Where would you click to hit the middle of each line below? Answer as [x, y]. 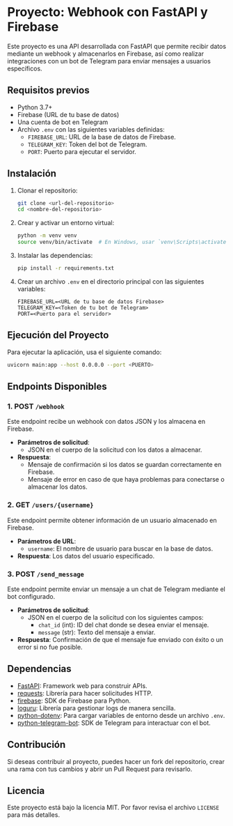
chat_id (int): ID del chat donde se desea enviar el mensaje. [123, 625]
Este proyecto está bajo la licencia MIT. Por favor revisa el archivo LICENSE [113, 808]
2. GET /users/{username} [50, 505]
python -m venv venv [47, 236]
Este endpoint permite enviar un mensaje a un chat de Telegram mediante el [116, 589]
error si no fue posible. [50, 647]
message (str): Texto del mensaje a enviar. [97, 632]
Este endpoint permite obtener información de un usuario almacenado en [112, 520]
